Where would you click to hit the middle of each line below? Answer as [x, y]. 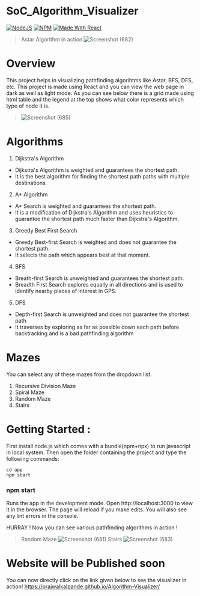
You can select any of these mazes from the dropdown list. [79, 374]
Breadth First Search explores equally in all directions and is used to [99, 284]
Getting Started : [49, 429]
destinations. [31, 183]
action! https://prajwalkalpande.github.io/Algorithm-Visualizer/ [83, 586]
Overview [31, 64]
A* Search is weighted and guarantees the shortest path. [86, 206]
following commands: [33, 458]
